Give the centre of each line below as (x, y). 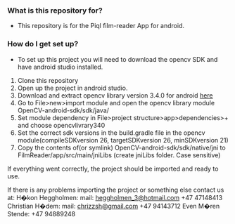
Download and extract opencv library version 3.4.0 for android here (115, 95)
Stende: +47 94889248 (42, 213)
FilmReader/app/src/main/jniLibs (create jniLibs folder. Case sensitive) (119, 155)
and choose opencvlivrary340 (61, 125)
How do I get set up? (43, 44)
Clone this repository (48, 80)
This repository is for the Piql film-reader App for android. (101, 26)
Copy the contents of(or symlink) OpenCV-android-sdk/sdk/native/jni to (122, 147)
